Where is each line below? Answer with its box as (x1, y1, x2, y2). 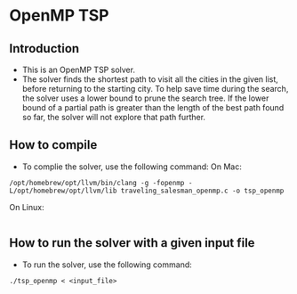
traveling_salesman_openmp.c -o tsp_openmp (120, 186, 285, 195)
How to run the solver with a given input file (9, 235, 255, 250)
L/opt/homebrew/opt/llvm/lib (9, 186, 117, 195)
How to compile (9, 137, 98, 152)
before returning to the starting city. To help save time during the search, (21, 84, 289, 94)
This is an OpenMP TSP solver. (21, 64, 136, 75)
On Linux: (9, 201, 44, 212)
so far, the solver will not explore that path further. (21, 112, 206, 122)
